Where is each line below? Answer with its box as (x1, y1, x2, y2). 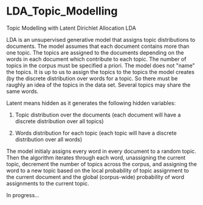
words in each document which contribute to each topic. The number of (6, 55, 187, 62)
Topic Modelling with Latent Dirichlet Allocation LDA (6, 24, 137, 32)
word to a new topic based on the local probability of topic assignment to (6, 167, 190, 174)
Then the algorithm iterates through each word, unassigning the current (6, 153, 186, 161)
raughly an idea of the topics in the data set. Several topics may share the (6, 81, 191, 89)
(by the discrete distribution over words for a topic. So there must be (6, 75, 178, 82)
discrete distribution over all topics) (15, 117, 105, 125)
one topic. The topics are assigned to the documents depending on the (6, 49, 184, 56)
